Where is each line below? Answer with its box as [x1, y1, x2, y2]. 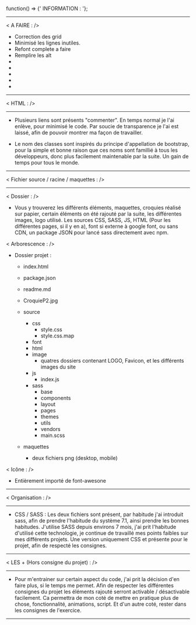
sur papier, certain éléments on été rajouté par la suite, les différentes [14, 210, 182, 217]
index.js [40, 376, 60, 382]
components [40, 395, 71, 401]
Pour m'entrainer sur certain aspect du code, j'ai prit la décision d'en [14, 576, 180, 582]
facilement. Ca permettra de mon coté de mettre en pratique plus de [14, 595, 179, 601]
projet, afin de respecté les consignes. [14, 542, 107, 549]
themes [40, 413, 60, 420]
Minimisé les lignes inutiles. [14, 39, 80, 46]
